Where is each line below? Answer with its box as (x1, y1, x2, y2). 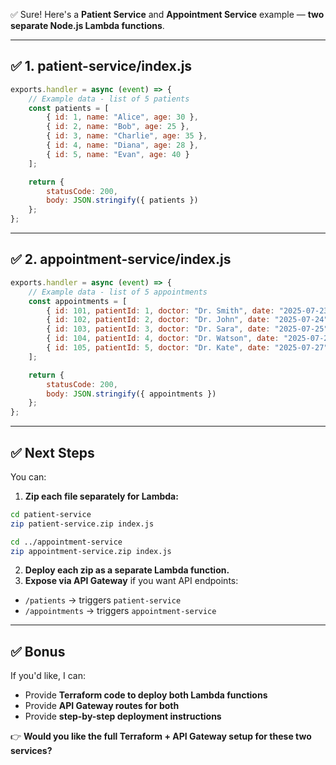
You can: (10, 470, 47, 483)
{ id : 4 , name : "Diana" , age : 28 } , (46, 140, 199, 151)
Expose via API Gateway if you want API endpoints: (24, 575, 239, 587)
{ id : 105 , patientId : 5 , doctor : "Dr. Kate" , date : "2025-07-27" (46, 343, 329, 353)
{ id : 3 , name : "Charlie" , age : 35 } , (46, 131, 208, 141)
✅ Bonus (10, 643, 66, 660)
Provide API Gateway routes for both (24, 700, 180, 712)
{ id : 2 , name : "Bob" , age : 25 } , (46, 122, 190, 132)
